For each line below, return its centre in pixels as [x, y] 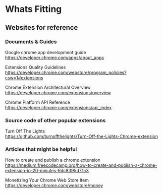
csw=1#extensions [24, 77]
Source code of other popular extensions [55, 120]
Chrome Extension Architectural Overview [48, 87]
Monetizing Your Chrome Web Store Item [47, 180]
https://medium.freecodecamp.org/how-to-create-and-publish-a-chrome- [81, 165]
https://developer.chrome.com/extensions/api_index [58, 107]
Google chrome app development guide [46, 52]
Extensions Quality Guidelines [35, 67]
